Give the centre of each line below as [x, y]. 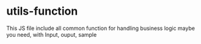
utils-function [42, 11]
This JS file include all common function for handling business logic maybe [101, 28]
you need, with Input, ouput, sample [52, 34]
